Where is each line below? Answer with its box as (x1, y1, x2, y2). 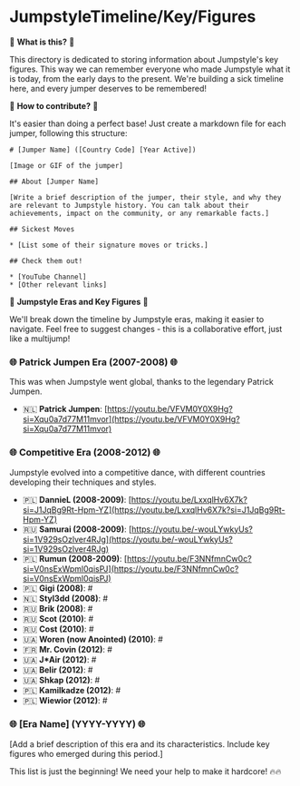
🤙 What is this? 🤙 (9, 36, 75, 47)
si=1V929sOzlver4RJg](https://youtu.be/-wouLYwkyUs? (22, 534, 233, 545)
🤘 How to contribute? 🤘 (9, 100, 99, 111)
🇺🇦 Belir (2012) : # (22, 664, 93, 675)
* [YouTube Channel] (9, 272, 88, 281)
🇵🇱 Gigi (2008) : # (22, 583, 93, 594)
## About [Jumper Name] (9, 177, 100, 186)
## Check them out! (9, 256, 83, 265)
